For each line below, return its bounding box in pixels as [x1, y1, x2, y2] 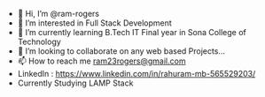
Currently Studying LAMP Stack [17, 78, 134, 88]
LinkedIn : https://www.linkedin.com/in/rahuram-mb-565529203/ [17, 69, 256, 78]
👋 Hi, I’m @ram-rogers [17, 9, 100, 19]
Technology [17, 36, 62, 47]
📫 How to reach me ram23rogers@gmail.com [17, 56, 186, 66]
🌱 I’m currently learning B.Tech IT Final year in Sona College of [17, 27, 246, 37]
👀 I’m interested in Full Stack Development [17, 18, 173, 28]
